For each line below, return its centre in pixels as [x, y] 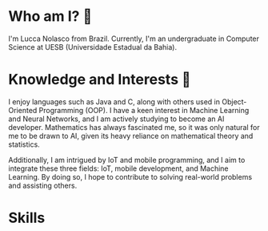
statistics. [24, 144]
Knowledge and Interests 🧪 [100, 80]
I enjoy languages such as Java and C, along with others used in [114, 101]
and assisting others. [43, 185]
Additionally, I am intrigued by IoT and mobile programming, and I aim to [127, 160]
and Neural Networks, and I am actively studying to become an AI [116, 119]
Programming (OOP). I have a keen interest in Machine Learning [144, 110]
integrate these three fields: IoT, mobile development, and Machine [119, 168]
